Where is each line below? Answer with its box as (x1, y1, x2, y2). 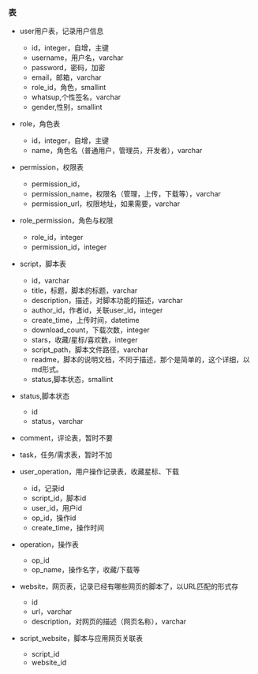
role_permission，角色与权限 (19, 215, 114, 226)
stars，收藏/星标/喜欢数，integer (31, 335, 138, 345)
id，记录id (31, 484, 65, 493)
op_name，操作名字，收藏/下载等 (31, 565, 140, 575)
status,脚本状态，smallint (31, 375, 114, 384)
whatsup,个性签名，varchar (31, 92, 122, 102)
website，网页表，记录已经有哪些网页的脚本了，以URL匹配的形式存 (19, 582, 239, 591)
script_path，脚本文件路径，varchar (31, 345, 148, 354)
